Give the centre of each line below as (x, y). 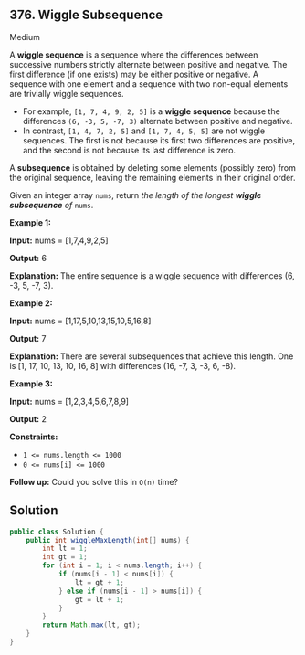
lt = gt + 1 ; (100, 582)
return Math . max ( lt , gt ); (92, 625)
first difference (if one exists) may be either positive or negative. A (134, 74)
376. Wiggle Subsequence (86, 15)
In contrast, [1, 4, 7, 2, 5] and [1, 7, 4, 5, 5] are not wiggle (144, 131)
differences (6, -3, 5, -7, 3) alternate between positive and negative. (158, 121)
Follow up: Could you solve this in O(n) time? (94, 481)
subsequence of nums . (52, 205)
